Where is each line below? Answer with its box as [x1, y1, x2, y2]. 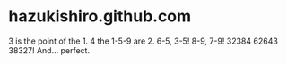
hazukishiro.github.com [8, 6, 192, 27]
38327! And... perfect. [8, 44, 91, 55]
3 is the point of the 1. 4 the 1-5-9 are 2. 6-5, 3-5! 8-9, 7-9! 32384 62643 [8, 36, 279, 46]
